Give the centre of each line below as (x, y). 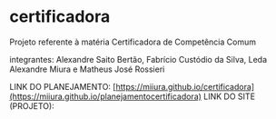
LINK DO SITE (230, 96)
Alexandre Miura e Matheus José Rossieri (87, 69)
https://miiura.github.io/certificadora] (185, 86)
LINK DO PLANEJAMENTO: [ (63, 86)
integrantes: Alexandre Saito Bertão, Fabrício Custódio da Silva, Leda (138, 59)
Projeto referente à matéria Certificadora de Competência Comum (133, 42)
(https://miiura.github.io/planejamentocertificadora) (106, 96)
